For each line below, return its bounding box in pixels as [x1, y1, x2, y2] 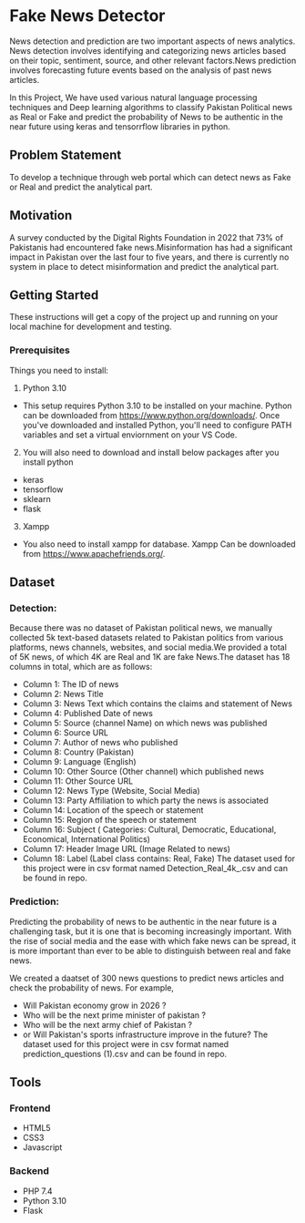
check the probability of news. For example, [9, 981, 175, 993]
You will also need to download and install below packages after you [22, 447, 280, 457]
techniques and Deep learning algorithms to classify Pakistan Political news [9, 101, 293, 112]
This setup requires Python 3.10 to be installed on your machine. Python [22, 400, 293, 411]
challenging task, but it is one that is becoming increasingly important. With [9, 926, 292, 937]
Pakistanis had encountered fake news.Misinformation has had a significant [9, 242, 293, 252]
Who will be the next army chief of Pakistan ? [22, 1019, 193, 1030]
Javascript [22, 1142, 63, 1153]
